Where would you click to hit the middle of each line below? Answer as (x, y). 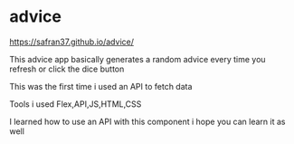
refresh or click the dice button (67, 69)
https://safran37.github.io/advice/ (71, 42)
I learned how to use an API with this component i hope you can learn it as (147, 121)
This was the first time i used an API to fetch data (101, 86)
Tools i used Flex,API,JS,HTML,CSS (76, 104)
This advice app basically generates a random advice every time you (138, 59)
